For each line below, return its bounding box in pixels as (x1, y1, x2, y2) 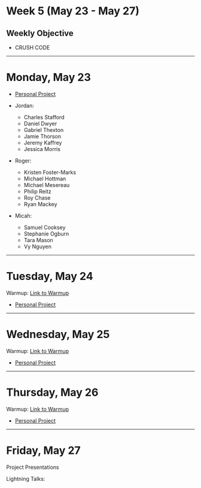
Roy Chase (23, 194, 51, 201)
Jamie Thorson (23, 132, 62, 140)
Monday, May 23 (6, 71, 92, 85)
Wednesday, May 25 (6, 328, 110, 341)
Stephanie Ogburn (23, 230, 69, 237)
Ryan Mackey (23, 200, 58, 207)
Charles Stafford (23, 113, 65, 121)
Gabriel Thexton (23, 126, 64, 133)
